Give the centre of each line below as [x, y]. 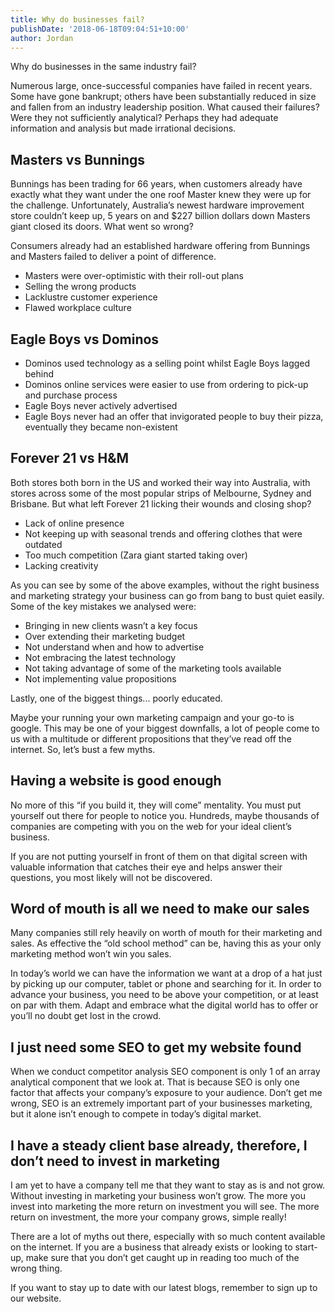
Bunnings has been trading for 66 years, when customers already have [156, 184]
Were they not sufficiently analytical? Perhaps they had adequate [144, 118]
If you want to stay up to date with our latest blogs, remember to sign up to [164, 1288]
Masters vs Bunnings [78, 159]
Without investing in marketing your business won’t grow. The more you [158, 1196]
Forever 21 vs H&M [69, 458]
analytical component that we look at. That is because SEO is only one [155, 1082]
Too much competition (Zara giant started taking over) [136, 555]
